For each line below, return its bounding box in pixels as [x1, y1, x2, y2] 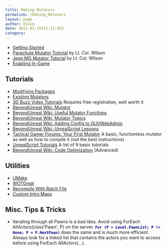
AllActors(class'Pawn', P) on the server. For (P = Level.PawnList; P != [12, 224, 160, 230]
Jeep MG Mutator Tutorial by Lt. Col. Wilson [12, 55, 103, 61]
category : [5, 31, 26, 36]
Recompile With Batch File [12, 185, 67, 191]
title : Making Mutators [5, 7, 55, 13]
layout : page [5, 17, 33, 22]
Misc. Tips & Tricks [5, 205, 66, 214]
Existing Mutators [12, 93, 49, 99]
